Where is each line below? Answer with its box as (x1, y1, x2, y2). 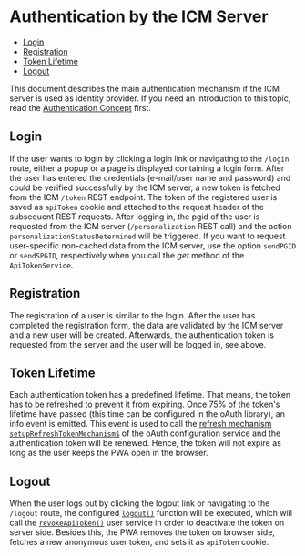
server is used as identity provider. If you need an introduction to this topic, (9, 93, 291, 104)
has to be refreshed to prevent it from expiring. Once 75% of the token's (9, 399, 280, 410)
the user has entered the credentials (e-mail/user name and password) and (9, 172, 291, 183)
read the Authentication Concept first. (9, 102, 152, 113)
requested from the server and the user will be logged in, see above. (9, 339, 267, 349)
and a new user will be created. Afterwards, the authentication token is (9, 329, 275, 340)
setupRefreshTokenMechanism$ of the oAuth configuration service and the (9, 428, 281, 439)
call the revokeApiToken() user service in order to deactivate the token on (9, 517, 285, 529)
